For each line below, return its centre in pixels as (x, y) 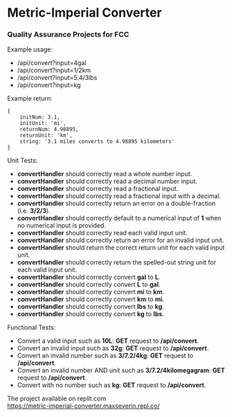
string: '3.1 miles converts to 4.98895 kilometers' (97, 142)
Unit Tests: (23, 160)
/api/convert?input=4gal (52, 63)
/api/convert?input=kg (49, 85)
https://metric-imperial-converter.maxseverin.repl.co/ (83, 406)
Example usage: (30, 49)
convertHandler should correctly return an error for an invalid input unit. (121, 240)
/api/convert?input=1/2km (54, 70)
